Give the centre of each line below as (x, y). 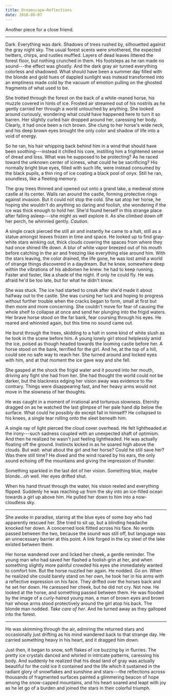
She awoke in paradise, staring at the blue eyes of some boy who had (79, 517)
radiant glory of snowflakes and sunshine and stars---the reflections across (85, 671)
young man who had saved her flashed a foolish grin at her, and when (79, 560)
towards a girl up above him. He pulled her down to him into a (70, 497)
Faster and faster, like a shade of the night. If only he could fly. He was (80, 274)
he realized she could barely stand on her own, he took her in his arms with (84, 576)
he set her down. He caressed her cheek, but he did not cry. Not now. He (82, 587)
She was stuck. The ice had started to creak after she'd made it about (79, 290)
